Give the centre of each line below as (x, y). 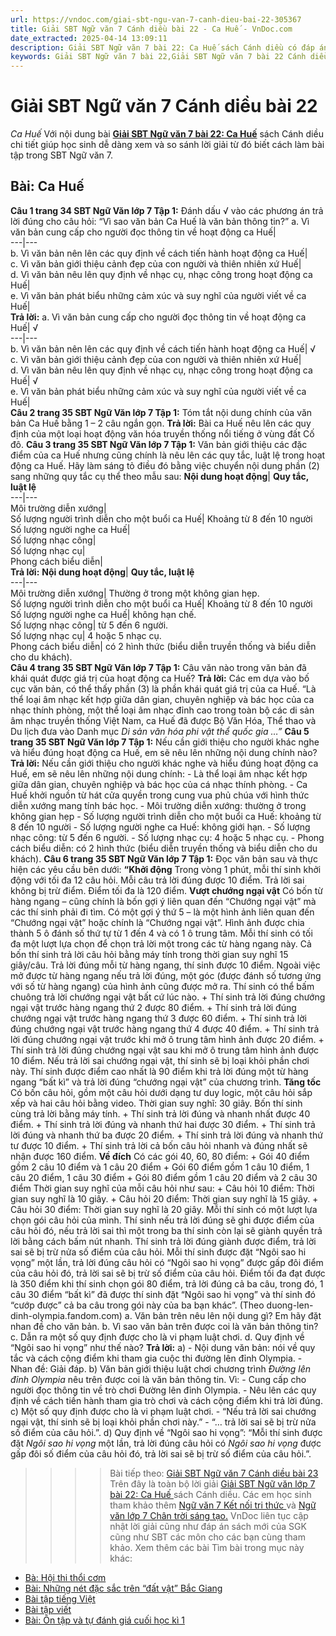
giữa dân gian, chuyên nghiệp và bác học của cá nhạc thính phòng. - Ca (159, 784)
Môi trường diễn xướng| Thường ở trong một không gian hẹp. (135, 593)
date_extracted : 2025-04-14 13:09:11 (89, 38)
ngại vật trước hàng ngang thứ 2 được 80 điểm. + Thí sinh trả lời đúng (153, 1007)
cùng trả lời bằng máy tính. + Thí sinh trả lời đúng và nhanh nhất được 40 (160, 1113)
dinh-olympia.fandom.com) (66, 1315)
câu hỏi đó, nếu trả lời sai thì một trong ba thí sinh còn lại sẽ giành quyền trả (166, 1230)
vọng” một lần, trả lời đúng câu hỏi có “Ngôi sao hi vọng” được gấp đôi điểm (167, 1262)
